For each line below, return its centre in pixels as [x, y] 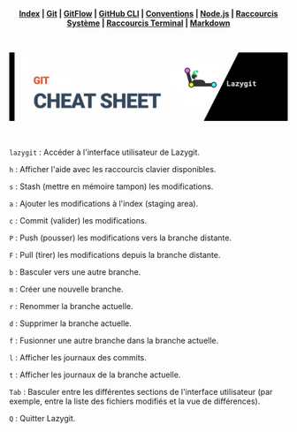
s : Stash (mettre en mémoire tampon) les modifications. [111, 186]
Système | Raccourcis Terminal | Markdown [148, 23]
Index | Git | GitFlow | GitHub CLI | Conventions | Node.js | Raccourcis [148, 14]
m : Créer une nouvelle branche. [66, 289]
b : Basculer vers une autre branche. [75, 272]
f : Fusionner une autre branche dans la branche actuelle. [114, 341]
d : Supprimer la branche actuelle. [71, 323]
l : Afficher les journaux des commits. [78, 358]
